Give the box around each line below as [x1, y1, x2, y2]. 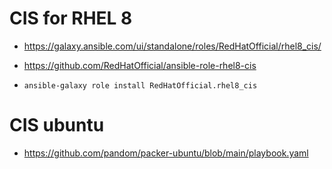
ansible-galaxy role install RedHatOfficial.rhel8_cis [23, 80, 258, 91]
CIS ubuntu [9, 114, 105, 137]
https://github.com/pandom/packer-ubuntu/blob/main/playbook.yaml [23, 147, 309, 159]
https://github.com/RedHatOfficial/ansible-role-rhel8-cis [23, 59, 257, 71]
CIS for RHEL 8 [9, 7, 133, 30]
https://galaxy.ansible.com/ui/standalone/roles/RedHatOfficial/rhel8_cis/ [23, 40, 322, 52]
